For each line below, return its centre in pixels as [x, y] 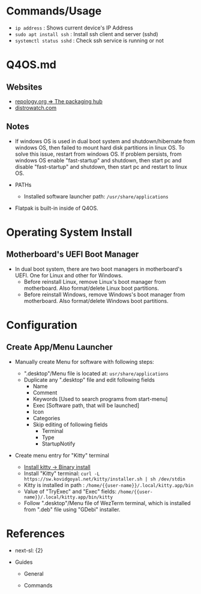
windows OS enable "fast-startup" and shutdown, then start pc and [98, 160]
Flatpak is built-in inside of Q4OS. [57, 208]
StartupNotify [58, 444]
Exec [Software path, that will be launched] [86, 405]
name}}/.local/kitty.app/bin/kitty [68, 497]
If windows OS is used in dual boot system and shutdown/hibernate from [105, 141]
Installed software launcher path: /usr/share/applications [96, 196]
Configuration [42, 325]
